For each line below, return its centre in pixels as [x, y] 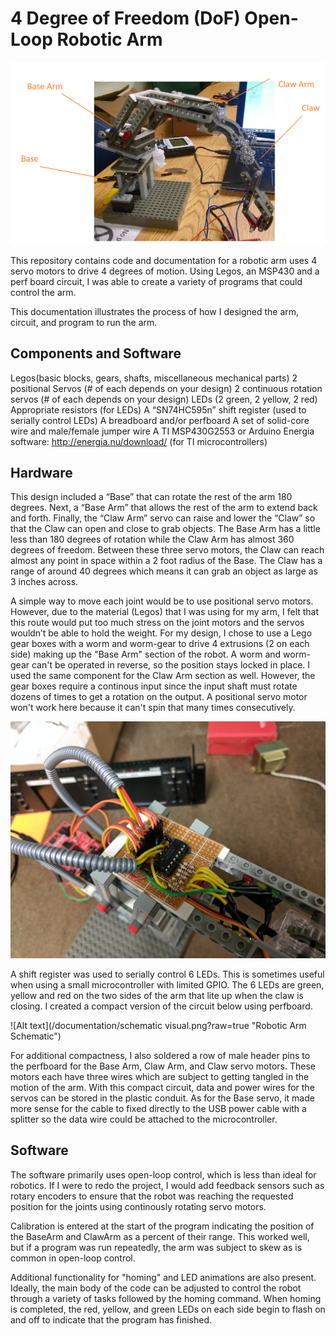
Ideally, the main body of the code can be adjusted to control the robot [156, 1288]
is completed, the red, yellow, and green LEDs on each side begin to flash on [168, 1309]
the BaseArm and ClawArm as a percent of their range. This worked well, [160, 1236]
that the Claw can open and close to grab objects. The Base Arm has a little [165, 529]
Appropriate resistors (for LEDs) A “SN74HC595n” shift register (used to [158, 409]
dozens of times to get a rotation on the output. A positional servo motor [159, 697]
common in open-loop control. [73, 1258]
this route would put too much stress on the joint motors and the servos [157, 623]
